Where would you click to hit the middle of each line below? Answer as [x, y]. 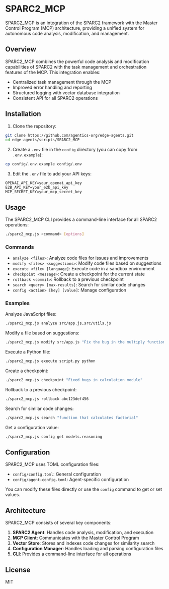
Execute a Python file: [28, 352]
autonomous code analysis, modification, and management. [67, 33]
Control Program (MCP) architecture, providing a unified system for [75, 28]
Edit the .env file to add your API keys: [52, 174]
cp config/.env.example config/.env [44, 164]
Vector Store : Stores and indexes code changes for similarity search [83, 543]
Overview [21, 49]
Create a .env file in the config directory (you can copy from [75, 150]
